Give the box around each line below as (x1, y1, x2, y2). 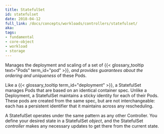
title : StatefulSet (5, 7, 45, 12)
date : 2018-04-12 (5, 16, 41, 21)
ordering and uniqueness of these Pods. (5, 72, 87, 78)
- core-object (5, 39, 34, 44)
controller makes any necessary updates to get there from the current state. (5, 123, 159, 129)
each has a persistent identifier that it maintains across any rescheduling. (5, 103, 154, 109)
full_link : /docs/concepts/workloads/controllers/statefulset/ (5, 21, 138, 26)
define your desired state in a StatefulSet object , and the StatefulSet (5, 118, 144, 124)
